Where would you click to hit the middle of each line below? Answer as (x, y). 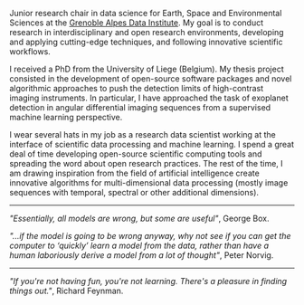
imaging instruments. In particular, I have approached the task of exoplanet (149, 98)
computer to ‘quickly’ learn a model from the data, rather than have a (139, 245)
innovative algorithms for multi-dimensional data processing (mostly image (149, 183)
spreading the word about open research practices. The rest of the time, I (146, 163)
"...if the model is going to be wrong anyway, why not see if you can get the (150, 236)
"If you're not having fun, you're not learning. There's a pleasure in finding (148, 281)
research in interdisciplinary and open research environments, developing (147, 32)
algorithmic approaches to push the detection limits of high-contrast (137, 88)
